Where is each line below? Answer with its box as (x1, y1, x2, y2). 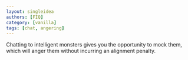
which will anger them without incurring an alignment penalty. (6, 48, 156, 55)
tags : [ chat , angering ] (6, 25, 65, 31)
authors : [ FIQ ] (6, 14, 44, 20)
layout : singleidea (6, 8, 54, 15)
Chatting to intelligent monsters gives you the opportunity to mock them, (6, 41, 183, 48)
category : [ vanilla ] (6, 19, 57, 25)
